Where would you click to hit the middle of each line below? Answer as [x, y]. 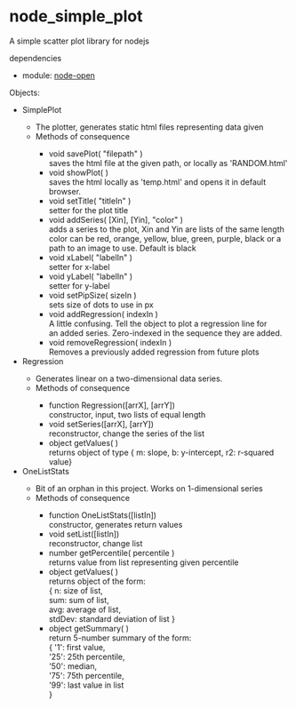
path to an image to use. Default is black [123, 248]
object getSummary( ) [88, 628]
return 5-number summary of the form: [120, 638]
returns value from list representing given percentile [144, 562]
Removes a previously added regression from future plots [154, 352]
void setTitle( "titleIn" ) [90, 201]
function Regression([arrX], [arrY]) [112, 405]
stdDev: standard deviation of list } [112, 618]
